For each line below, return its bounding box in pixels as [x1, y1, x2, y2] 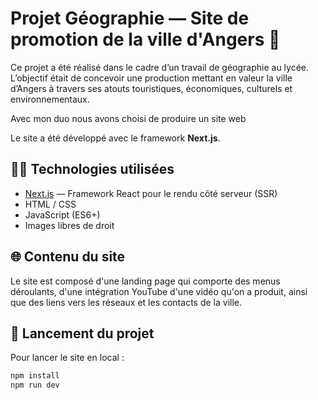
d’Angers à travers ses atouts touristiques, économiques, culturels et [10, 82, 293, 94]
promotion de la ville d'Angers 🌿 [10, 28, 281, 51]
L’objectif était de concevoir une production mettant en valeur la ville [10, 72, 293, 84]
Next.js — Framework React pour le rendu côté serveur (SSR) [24, 187, 278, 199]
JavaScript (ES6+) [24, 208, 101, 221]
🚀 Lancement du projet [10, 325, 155, 342]
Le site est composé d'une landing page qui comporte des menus [10, 275, 281, 287]
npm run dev [10, 380, 60, 391]
